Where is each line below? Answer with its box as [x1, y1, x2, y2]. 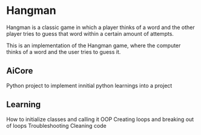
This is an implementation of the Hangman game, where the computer [6, 42, 181, 49]
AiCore [6, 66, 33, 76]
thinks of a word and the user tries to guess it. [6, 48, 121, 55]
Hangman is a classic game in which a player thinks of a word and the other [6, 24, 195, 31]
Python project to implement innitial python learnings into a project [6, 82, 173, 89]
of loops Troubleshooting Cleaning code [6, 122, 107, 129]
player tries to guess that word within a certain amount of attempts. [6, 30, 174, 37]
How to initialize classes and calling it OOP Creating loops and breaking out [6, 116, 194, 123]
